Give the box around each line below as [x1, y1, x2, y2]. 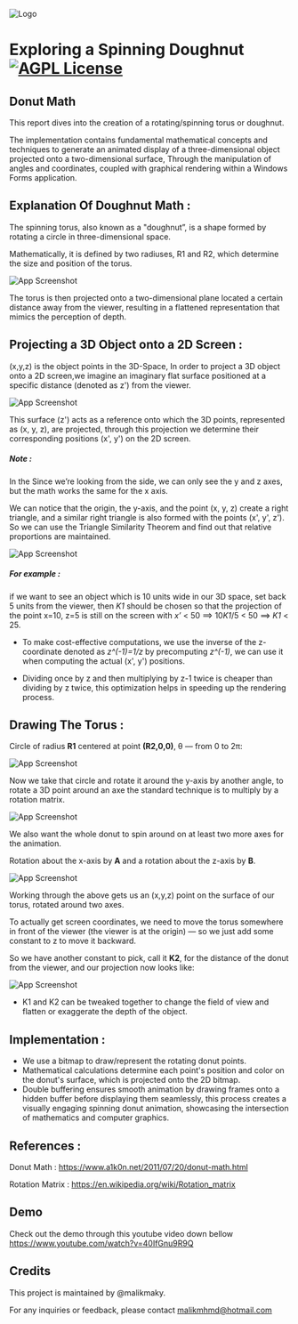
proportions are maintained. [9, 530, 111, 542]
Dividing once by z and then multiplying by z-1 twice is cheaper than [21, 673, 273, 683]
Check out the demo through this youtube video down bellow [9, 1228, 234, 1239]
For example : [9, 569, 60, 579]
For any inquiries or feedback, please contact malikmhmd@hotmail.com [9, 1304, 273, 1315]
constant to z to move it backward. [9, 935, 136, 947]
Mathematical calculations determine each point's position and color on [21, 1065, 285, 1076]
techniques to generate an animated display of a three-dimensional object [9, 144, 280, 155]
